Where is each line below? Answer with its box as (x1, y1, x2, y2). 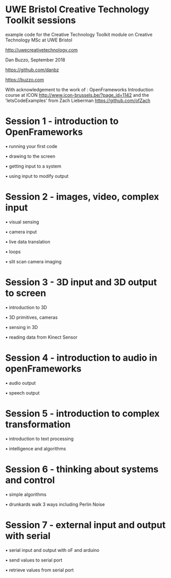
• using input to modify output (5, 173, 69, 179)
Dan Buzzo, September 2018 (5, 56, 65, 63)
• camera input (5, 229, 37, 235)
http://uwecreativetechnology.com (5, 47, 78, 53)
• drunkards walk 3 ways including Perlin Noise (5, 501, 105, 507)
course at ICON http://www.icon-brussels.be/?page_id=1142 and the (5, 92, 149, 98)
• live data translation (5, 238, 51, 244)
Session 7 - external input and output (5, 519, 166, 531)
